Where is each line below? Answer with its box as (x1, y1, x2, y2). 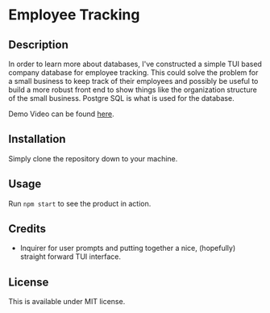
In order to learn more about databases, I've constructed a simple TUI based (8, 59, 262, 69)
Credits (8, 222, 47, 236)
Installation (8, 132, 66, 146)
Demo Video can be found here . (8, 109, 114, 119)
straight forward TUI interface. (19, 252, 122, 261)
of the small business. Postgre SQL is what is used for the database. (8, 94, 235, 102)
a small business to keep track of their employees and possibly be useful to (8, 77, 259, 86)
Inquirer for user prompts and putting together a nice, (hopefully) (19, 244, 236, 253)
